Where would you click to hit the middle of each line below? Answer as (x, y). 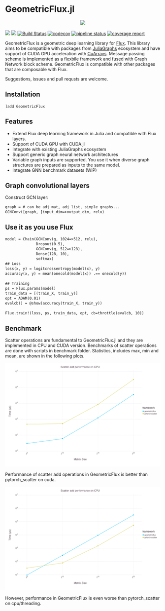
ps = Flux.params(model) (31, 289)
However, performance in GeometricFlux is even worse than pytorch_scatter (82, 598)
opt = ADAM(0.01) (23, 299)
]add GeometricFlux (25, 106)
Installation (23, 95)
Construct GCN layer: (27, 197)
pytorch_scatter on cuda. (31, 479)
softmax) (45, 259)
